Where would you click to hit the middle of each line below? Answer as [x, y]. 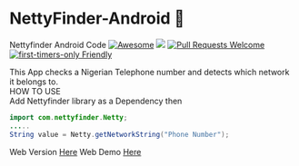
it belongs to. [34, 82]
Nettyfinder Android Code [58, 44]
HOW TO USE [35, 91]
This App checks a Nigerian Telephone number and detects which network [149, 72]
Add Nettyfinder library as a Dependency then [96, 101]
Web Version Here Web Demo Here [75, 151]
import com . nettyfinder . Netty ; [69, 117]
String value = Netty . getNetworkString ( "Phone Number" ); [120, 134]
